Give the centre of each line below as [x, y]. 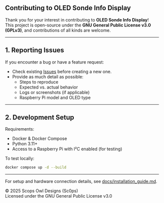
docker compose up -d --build [36, 168]
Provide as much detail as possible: [48, 77]
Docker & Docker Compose [40, 138]
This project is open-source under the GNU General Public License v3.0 [78, 25]
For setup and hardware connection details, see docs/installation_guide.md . [81, 181]
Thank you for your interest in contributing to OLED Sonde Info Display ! [77, 20]
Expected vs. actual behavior [49, 87]
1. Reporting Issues [35, 50]
